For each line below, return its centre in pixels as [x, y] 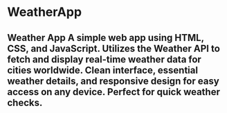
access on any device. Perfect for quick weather [113, 92]
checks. [25, 102]
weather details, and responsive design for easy [113, 81]
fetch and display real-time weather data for [105, 59]
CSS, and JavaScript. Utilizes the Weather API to [113, 48]
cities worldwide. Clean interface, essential [103, 70]
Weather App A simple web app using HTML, [106, 38]
